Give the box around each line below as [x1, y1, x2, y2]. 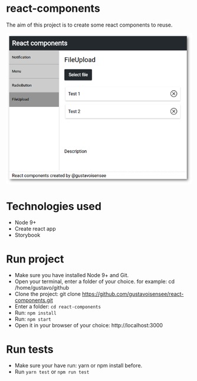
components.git [14, 297, 53, 304]
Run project [6, 252, 64, 265]
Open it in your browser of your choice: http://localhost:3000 [14, 322, 163, 329]
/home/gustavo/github [14, 284, 70, 291]
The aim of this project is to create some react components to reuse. [6, 21, 173, 28]
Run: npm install [14, 309, 57, 317]
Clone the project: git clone [14, 291, 81, 298]
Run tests [6, 343, 54, 356]
